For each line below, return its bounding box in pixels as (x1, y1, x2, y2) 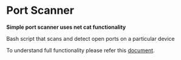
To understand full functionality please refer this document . (6, 46, 155, 54)
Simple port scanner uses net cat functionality (6, 23, 126, 31)
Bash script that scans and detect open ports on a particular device (6, 35, 175, 42)
